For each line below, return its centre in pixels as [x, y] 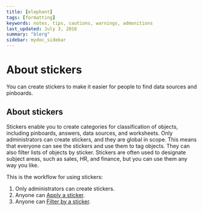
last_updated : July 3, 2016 [42, 29]
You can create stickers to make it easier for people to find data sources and [101, 86]
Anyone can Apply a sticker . [50, 195]
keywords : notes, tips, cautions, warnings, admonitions [80, 23]
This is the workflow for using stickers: [55, 177]
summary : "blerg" [28, 34]
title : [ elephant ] [29, 12]
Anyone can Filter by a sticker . [53, 201]
